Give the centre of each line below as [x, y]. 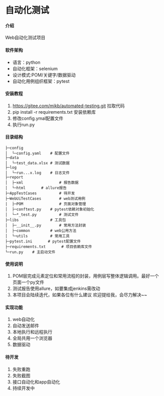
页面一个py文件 [28, 282]
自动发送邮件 [26, 326]
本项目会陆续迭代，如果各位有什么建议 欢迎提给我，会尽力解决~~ [80, 295]
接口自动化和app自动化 [36, 382]
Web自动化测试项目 [25, 38]
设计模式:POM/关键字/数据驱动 [44, 75]
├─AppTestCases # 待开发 [40, 193]
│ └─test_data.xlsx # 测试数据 [38, 163]
